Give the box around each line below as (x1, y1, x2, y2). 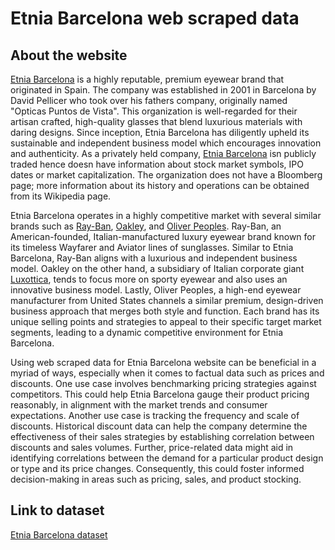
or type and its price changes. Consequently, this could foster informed (10, 463, 305, 474)
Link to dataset (10, 502, 105, 519)
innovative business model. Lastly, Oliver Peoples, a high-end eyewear (10, 284, 302, 296)
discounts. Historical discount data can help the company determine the (10, 420, 308, 432)
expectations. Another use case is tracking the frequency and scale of (10, 410, 300, 421)
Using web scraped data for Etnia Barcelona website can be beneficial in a (10, 357, 317, 368)
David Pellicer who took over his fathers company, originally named (10, 95, 288, 106)
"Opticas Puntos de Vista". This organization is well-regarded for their (10, 105, 298, 117)
